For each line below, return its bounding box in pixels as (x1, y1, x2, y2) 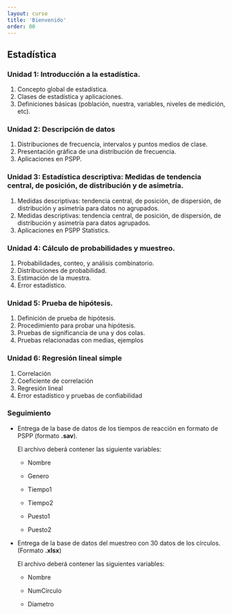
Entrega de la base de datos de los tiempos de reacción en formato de (17, 424, 218, 433)
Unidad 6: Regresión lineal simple (7, 354, 123, 363)
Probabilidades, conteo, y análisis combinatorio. (17, 259, 154, 267)
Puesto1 (27, 512, 51, 520)
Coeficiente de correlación (17, 377, 93, 385)
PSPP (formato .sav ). (17, 431, 78, 440)
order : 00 (7, 23, 36, 30)
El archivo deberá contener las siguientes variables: (17, 559, 165, 568)
